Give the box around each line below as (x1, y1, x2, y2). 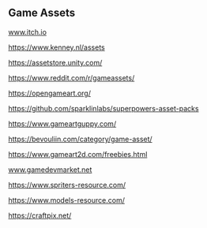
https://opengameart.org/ (8, 88, 91, 98)
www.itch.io (8, 27, 47, 36)
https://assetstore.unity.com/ (8, 58, 103, 67)
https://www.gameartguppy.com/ (8, 118, 117, 129)
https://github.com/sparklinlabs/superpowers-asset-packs (8, 103, 199, 113)
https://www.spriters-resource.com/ (8, 180, 126, 189)
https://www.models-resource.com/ (8, 195, 125, 204)
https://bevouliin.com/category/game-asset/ (8, 134, 152, 144)
